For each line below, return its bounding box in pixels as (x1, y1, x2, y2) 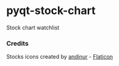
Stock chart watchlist (6, 24, 60, 31)
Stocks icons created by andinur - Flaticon (6, 53, 114, 61)
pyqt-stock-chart (6, 4, 96, 18)
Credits (6, 39, 29, 48)
